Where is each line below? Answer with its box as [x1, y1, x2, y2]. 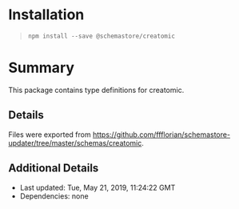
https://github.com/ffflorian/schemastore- [92, 130, 230, 139]
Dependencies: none [19, 191, 90, 201]
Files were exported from [8, 130, 91, 139]
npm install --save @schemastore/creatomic [27, 32, 176, 40]
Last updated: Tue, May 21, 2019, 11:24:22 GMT [19, 183, 176, 192]
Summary [8, 58, 74, 77]
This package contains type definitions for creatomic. [8, 85, 185, 94]
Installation [8, 6, 85, 24]
